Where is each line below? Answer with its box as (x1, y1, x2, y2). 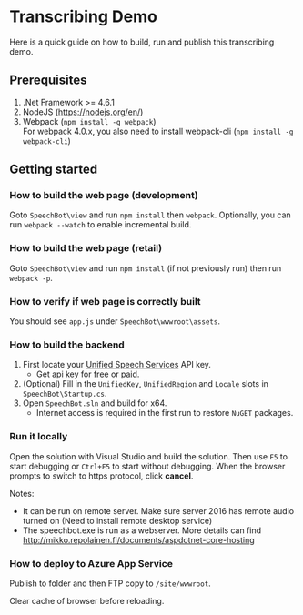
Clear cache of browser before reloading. (9, 595, 165, 606)
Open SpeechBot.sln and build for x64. (22, 398, 167, 408)
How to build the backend (9, 338, 125, 351)
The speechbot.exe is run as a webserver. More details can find (22, 525, 262, 536)
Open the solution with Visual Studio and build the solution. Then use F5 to (9, 450, 288, 461)
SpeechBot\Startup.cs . (22, 388, 107, 399)
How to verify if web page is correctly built (9, 295, 202, 307)
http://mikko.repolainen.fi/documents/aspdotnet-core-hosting (22, 534, 255, 545)
